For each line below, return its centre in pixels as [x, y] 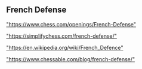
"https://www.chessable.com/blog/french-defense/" [71, 59]
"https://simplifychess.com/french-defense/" [62, 36]
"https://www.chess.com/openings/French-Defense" [71, 24]
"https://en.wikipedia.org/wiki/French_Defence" [65, 47]
